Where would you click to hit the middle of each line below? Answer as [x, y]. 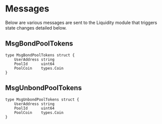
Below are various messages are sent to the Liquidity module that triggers [81, 22]
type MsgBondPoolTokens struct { [40, 55]
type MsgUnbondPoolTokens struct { [42, 99]
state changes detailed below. [36, 27]
